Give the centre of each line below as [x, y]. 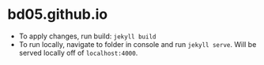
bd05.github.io [58, 14]
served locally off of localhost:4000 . [78, 52]
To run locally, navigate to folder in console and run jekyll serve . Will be [138, 44]
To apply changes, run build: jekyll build [87, 36]
